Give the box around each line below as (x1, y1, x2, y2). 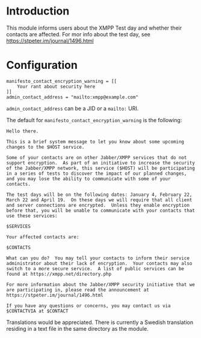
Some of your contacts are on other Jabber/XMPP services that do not (6, 154, 187, 161)
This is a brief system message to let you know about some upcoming (6, 138, 185, 145)
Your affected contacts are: (6, 234, 79, 240)
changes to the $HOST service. (6, 144, 85, 150)
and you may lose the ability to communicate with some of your (6, 175, 171, 182)
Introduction (6, 4, 70, 18)
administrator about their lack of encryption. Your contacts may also (6, 260, 193, 267)
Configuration (6, 59, 78, 72)
